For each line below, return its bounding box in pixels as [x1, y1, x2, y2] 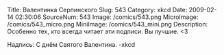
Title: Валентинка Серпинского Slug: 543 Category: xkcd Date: [7, 6, 188, 14]
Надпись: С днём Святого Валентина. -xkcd [7, 41, 136, 48]
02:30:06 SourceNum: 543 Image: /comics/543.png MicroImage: [14, 13, 199, 21]
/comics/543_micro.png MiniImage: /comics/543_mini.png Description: [7, 20, 208, 28]
